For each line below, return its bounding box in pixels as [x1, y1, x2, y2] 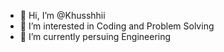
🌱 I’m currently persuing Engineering [19, 31, 172, 42]
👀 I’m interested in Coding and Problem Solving [19, 20, 215, 32]
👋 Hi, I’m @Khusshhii [19, 10, 106, 21]
